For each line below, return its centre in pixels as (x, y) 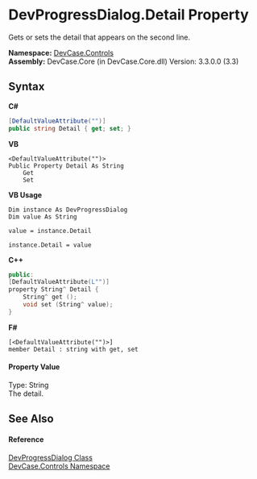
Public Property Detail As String (66, 166)
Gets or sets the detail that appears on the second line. (99, 37)
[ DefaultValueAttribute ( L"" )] (59, 282)
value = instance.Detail (50, 231)
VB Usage (25, 194)
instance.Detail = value (50, 245)
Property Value (34, 367)
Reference (26, 439)
